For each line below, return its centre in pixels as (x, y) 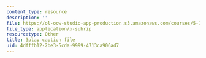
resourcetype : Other (33, 34)
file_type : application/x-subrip (49, 29)
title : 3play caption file (41, 40)
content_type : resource (37, 12)
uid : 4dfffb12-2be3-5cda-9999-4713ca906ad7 (63, 46)
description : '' (27, 18)
